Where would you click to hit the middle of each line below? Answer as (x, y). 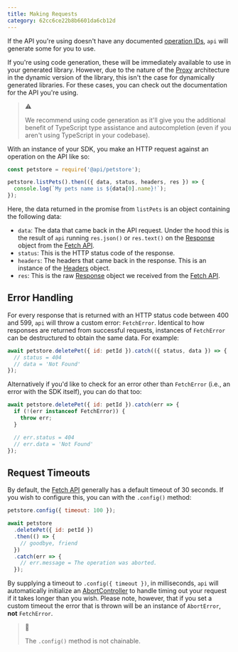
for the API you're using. (43, 92)
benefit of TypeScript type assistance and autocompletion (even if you (128, 127)
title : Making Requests (43, 14)
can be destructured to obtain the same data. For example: (93, 338)
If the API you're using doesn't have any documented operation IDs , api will (118, 41)
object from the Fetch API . (56, 245)
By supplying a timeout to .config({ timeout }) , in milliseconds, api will (113, 583)
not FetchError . (30, 614)
